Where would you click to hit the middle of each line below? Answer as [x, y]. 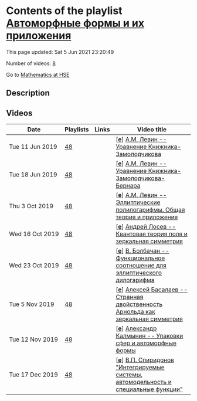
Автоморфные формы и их [75, 23]
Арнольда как [135, 312]
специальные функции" [149, 389]
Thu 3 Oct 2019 [31, 206]
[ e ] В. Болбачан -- [142, 251]
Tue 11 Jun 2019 [33, 147]
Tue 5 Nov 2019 [32, 304]
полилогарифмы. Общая [150, 210]
